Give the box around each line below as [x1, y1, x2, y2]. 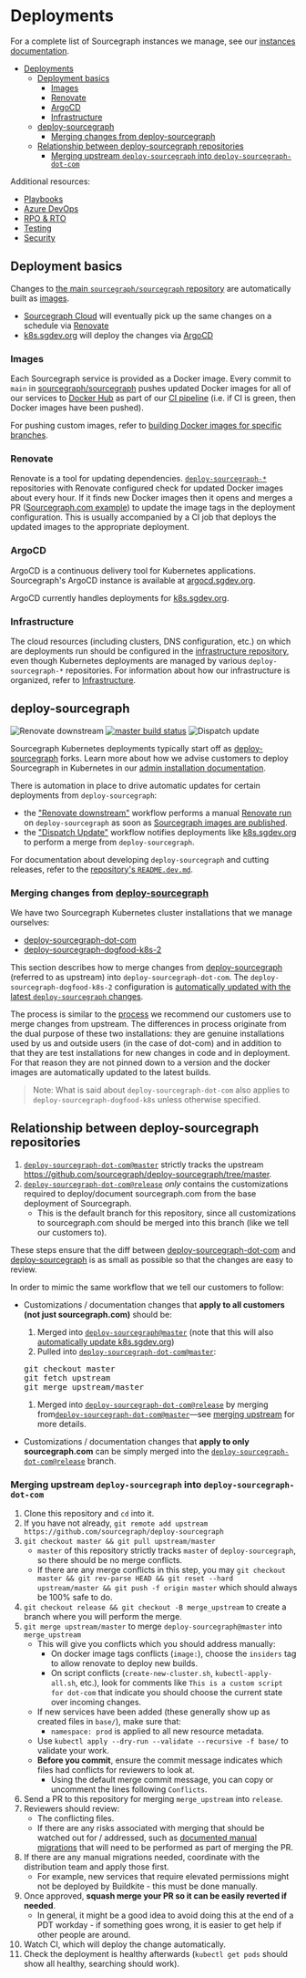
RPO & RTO [23, 212, 66, 223]
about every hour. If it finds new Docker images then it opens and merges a [10, 492, 293, 503]
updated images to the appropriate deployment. [10, 522, 189, 533]
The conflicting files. [36, 1813, 115, 1824]
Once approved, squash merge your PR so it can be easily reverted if [23, 1890, 288, 1901]
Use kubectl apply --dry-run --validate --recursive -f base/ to [36, 1735, 290, 1746]
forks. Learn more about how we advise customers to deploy [59, 752, 290, 763]
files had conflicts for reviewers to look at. [36, 1765, 195, 1776]
